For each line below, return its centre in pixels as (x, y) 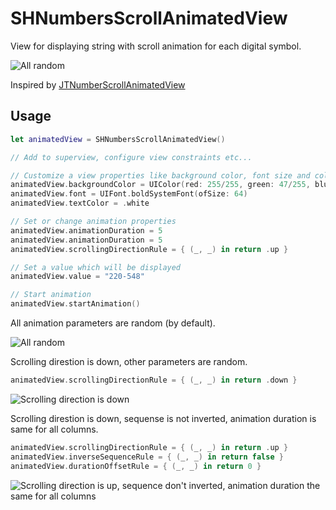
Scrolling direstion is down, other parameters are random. (129, 361)
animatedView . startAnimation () (75, 304)
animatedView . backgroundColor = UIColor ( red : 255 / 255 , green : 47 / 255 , (160, 185)
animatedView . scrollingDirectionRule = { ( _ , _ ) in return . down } (154, 380)
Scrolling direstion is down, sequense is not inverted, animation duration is (163, 418)
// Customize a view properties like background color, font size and (160, 175)
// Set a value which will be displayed (96, 267)
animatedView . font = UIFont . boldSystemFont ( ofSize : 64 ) (129, 194)
